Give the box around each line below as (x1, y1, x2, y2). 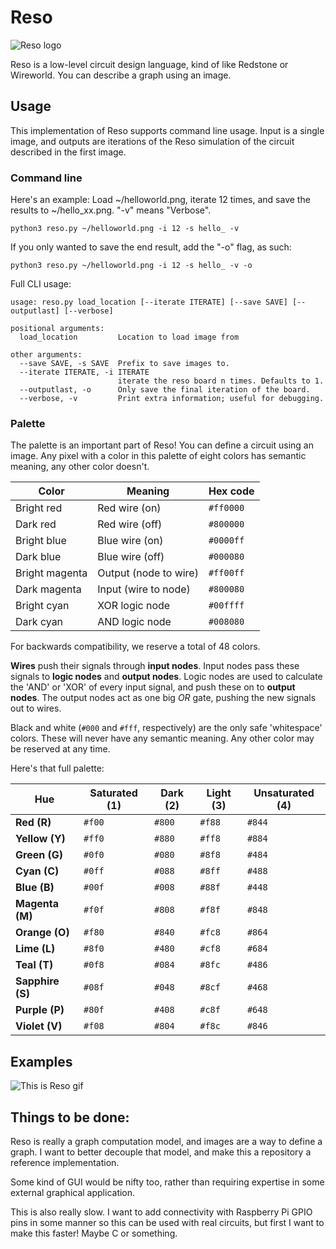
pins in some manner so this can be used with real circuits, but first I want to (10, 1216, 325, 1228)
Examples (10, 1053, 73, 1070)
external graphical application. (10, 1186, 136, 1198)
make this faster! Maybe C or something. (10, 1227, 178, 1239)
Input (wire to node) (97, 582, 191, 596)
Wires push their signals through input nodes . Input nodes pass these (10, 660, 300, 672)
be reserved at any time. (10, 743, 111, 755)
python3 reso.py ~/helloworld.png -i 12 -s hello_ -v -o (10, 261, 253, 271)
